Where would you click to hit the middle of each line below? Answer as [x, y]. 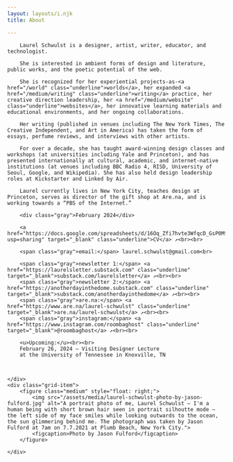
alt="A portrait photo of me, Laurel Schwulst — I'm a [128, 403]
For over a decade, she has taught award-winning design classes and [122, 148]
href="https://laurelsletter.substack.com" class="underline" [99, 270]
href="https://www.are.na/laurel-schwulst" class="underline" [99, 306]
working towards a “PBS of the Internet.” [69, 203]
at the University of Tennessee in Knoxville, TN [93, 354]
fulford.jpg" [26, 403]
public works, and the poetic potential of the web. [85, 69]
